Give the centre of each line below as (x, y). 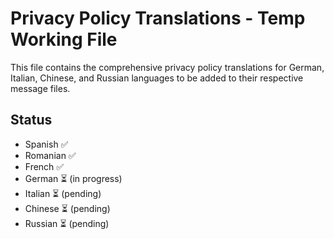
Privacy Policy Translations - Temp (158, 18)
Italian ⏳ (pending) (63, 193)
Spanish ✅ (46, 144)
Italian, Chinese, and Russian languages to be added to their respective (157, 78)
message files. (40, 88)
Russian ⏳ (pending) (67, 223)
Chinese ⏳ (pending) (67, 208)
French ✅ (44, 166)
